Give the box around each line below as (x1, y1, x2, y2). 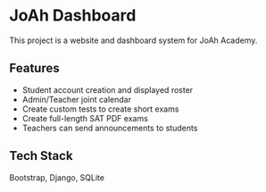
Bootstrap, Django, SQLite (9, 171, 105, 183)
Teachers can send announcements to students (21, 122, 198, 133)
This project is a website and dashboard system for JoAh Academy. (9, 35, 258, 46)
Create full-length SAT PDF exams (21, 113, 149, 123)
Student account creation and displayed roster (21, 84, 194, 95)
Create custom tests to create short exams (21, 104, 179, 114)
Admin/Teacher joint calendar (21, 94, 132, 104)
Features (9, 61, 60, 76)
